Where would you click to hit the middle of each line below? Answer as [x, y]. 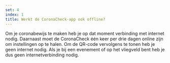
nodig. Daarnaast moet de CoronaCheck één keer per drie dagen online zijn [84, 39]
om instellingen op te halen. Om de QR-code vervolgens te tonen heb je [80, 44]
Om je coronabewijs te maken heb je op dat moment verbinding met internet [85, 34]
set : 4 [12, 10]
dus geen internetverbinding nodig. [42, 55]
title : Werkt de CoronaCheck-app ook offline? [55, 19]
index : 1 [14, 15]
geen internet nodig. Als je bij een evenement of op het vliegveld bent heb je [85, 50]
